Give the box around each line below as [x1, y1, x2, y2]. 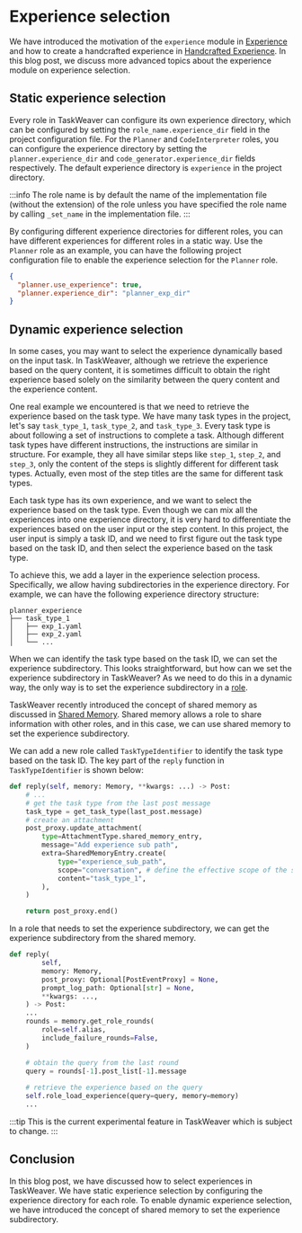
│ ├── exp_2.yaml [9, 630, 83, 639]
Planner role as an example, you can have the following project [9, 244, 242, 255]
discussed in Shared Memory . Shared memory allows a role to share [9, 709, 262, 720]
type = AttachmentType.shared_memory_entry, [41, 832, 203, 841]
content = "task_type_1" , [57, 874, 147, 883]
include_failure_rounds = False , [41, 1033, 159, 1042]
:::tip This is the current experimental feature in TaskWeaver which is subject [9, 1116, 293, 1127]
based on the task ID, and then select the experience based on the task [9, 543, 273, 554]
